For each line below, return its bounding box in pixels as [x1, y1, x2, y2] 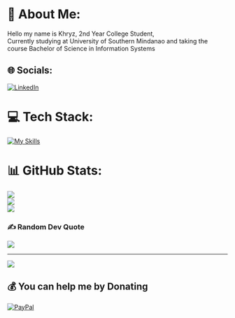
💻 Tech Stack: [7, 108, 94, 124]
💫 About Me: [7, 6, 81, 22]
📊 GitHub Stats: [7, 162, 103, 178]
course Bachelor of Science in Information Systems [7, 44, 155, 52]
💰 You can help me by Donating [7, 281, 148, 293]
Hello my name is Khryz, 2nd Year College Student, [7, 29, 155, 38]
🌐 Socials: [7, 64, 53, 76]
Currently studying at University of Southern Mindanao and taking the [7, 36, 208, 45]
